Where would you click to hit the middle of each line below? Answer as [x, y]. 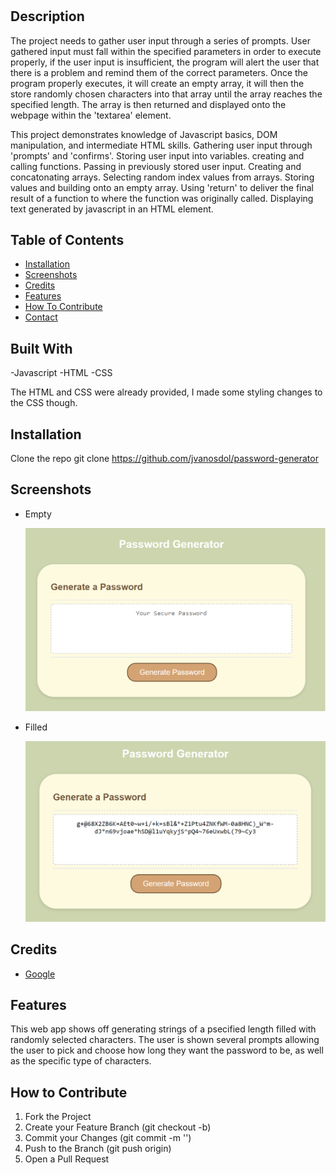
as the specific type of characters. [81, 1061]
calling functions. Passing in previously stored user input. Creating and [156, 166]
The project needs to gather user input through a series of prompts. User [160, 40]
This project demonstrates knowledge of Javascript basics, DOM [144, 134]
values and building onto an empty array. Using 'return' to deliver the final [162, 187]
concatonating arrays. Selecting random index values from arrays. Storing [162, 177]
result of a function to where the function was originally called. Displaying [162, 198]
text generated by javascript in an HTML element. [112, 209]
